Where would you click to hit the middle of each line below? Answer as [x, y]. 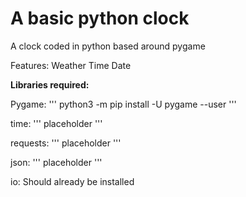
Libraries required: [50, 84]
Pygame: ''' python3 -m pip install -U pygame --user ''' [123, 104]
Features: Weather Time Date [71, 65]
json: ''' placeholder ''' [56, 162]
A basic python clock [100, 18]
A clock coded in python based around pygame [108, 46]
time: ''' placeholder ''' [56, 123]
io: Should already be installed [72, 181]
